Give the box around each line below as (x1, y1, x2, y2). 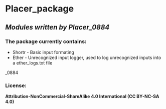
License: (5, 82, 27, 89)
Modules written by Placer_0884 (5, 23, 110, 31)
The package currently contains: (5, 38, 87, 45)
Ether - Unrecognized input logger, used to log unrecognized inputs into (12, 54, 161, 60)
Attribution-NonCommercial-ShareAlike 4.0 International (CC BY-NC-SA (5, 93, 159, 99)
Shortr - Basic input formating (12, 49, 74, 55)
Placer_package (5, 3, 74, 14)
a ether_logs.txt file (12, 59, 53, 65)
